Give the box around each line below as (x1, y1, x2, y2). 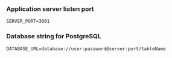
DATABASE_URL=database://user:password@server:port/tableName (6, 45, 166, 52)
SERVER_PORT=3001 (6, 19, 50, 25)
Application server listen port (6, 5, 95, 13)
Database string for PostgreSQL (6, 32, 101, 41)
